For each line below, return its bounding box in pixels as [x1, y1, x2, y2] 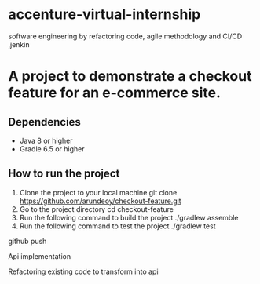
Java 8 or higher [19, 136, 73, 145]
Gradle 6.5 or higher [19, 144, 85, 154]
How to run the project [8, 167, 120, 180]
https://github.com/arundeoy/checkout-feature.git [19, 196, 182, 206]
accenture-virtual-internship [8, 5, 201, 24]
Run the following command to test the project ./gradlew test [19, 221, 216, 231]
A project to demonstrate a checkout [8, 67, 252, 86]
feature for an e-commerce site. [8, 84, 222, 102]
